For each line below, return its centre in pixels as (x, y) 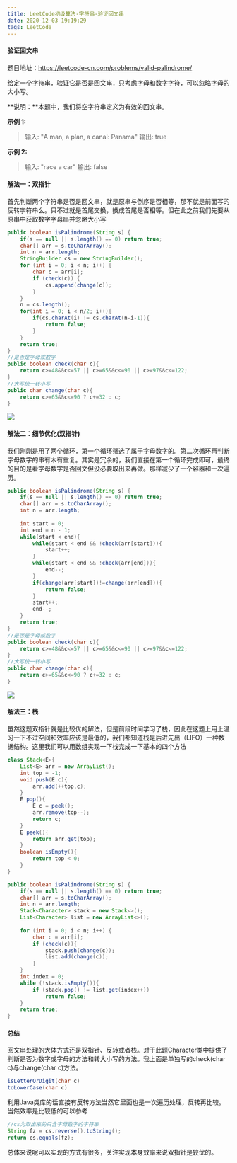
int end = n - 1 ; (45, 530)
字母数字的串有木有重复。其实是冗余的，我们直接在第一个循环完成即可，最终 (119, 459)
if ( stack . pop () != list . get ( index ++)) (91, 990)
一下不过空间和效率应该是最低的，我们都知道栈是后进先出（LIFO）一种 (116, 738)
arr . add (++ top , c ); (60, 786)
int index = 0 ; (42, 977)
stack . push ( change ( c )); (80, 950)
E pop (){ (33, 800)
